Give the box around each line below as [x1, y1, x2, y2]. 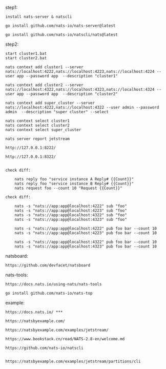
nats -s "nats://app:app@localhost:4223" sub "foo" [14, 208, 127, 213]
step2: [5, 41, 19, 47]
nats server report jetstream [5, 136, 70, 141]
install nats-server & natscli [5, 14, 72, 19]
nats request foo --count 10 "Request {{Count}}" [14, 186, 123, 191]
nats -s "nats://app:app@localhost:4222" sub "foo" [14, 203, 127, 209]
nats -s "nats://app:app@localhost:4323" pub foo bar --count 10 [14, 244, 157, 249]
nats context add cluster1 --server [5, 65, 84, 70]
